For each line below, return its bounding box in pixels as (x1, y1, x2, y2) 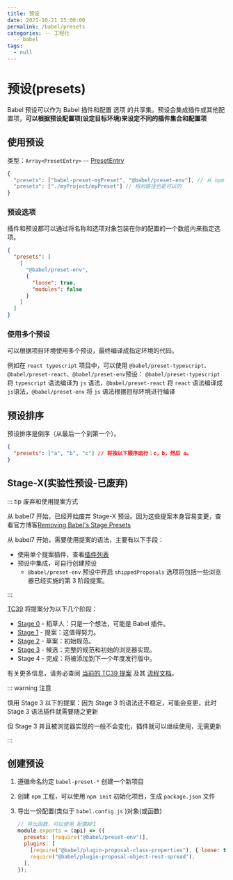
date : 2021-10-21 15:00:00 (7, 17, 86, 24)
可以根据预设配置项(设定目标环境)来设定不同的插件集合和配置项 (25, 114, 207, 122)
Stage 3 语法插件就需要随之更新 (7, 707, 99, 715)
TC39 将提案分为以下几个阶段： (7, 605, 99, 613)
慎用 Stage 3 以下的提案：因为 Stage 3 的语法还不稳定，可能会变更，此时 (7, 698, 217, 707)
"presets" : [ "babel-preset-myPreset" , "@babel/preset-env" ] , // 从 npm (13, 177, 225, 184)
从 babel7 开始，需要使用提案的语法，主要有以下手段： (7, 535, 165, 543)
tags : (7, 42, 23, 49)
